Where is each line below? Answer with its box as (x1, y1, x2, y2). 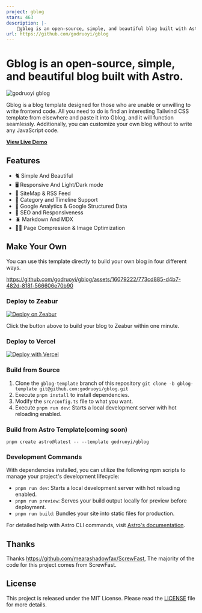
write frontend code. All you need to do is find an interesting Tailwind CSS (6, 107, 189, 115)
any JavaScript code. (6, 127, 59, 134)
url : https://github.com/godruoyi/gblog (6, 31, 109, 37)
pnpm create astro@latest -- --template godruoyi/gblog (6, 439, 149, 445)
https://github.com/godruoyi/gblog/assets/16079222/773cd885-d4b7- (6, 276, 182, 283)
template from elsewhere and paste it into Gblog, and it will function (6, 114, 174, 121)
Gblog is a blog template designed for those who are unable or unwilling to (6, 101, 191, 109)
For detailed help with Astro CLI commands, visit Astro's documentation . (6, 522, 185, 529)
